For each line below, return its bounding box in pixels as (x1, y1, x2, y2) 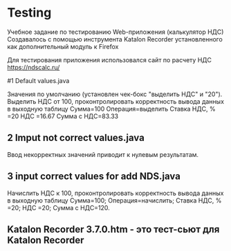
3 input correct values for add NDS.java (7, 171, 181, 183)
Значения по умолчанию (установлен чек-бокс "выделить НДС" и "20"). (7, 90, 223, 98)
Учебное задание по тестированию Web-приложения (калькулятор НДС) (7, 28, 224, 36)
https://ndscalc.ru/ (7, 63, 60, 71)
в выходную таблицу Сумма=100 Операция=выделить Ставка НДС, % (7, 104, 216, 113)
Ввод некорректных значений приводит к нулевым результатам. (7, 150, 199, 158)
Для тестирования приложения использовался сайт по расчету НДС (7, 55, 212, 64)
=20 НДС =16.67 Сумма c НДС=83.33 (7, 112, 119, 120)
